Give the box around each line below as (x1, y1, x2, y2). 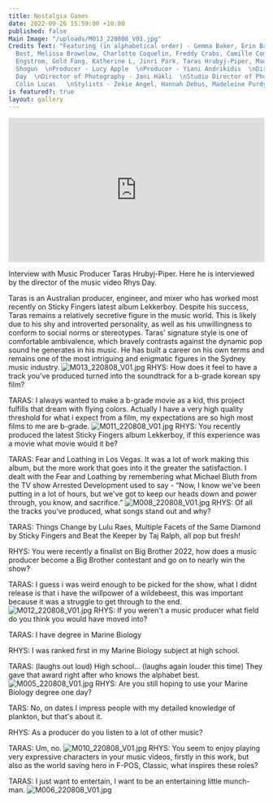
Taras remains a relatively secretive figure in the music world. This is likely (8, 310, 258, 320)
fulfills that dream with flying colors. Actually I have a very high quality (8, 404, 244, 413)
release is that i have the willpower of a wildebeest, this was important (8, 587, 244, 598)
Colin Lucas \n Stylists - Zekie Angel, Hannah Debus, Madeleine (15, 80, 245, 88)
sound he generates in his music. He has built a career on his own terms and (8, 345, 265, 355)
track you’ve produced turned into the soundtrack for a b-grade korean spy (8, 371, 262, 381)
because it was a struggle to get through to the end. (8, 596, 183, 606)
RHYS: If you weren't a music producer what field (93, 605, 259, 615)
